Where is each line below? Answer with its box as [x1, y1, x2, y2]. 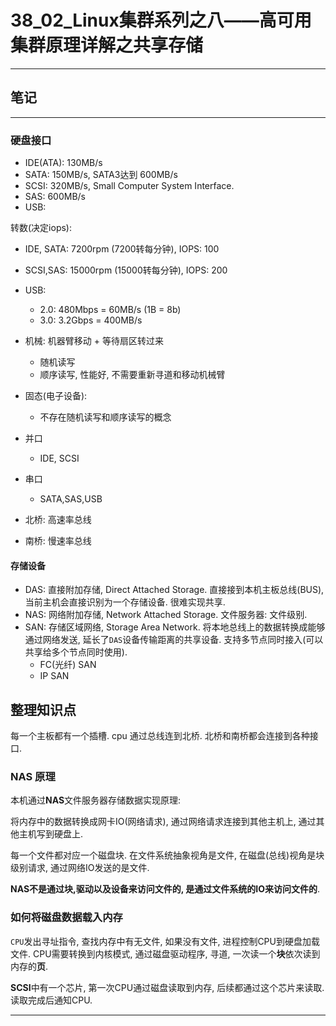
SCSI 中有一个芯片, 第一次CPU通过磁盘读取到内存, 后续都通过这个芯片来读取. [10, 981, 325, 993]
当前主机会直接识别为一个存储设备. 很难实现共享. [24, 596, 226, 608]
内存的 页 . [10, 960, 49, 972]
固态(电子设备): [24, 390, 88, 402]
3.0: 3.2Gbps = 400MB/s [39, 314, 143, 326]
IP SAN [39, 670, 70, 682]
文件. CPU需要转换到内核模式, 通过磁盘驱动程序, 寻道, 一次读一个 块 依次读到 [10, 947, 321, 960]
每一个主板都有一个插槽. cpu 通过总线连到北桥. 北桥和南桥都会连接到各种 [10, 730, 310, 742]
